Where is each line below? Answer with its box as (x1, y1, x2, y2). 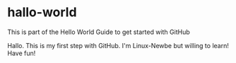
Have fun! (7, 49, 36, 57)
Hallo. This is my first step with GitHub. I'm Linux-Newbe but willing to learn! (7, 41, 230, 50)
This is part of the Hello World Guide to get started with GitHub (7, 28, 190, 36)
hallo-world (7, 4, 77, 21)
